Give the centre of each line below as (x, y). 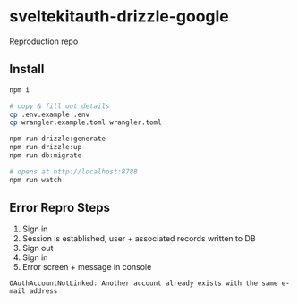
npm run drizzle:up (46, 147)
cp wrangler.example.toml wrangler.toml (86, 122)
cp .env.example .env (50, 114)
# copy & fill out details (60, 106)
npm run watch (36, 180)
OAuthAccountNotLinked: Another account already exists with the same (144, 283)
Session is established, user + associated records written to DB (139, 239)
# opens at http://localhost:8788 (74, 172)
